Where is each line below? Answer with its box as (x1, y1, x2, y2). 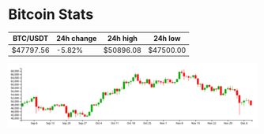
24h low (153, 34, 181, 43)
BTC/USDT (13, 34, 49, 43)
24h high (107, 34, 138, 43)
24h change (56, 34, 97, 43)
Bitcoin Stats (8, 6, 94, 24)
